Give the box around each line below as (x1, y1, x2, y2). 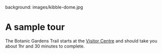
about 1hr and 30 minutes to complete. (5, 43, 85, 49)
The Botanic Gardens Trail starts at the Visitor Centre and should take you (5, 38, 157, 44)
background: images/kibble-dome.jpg (5, 4, 83, 10)
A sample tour (5, 22, 65, 33)
